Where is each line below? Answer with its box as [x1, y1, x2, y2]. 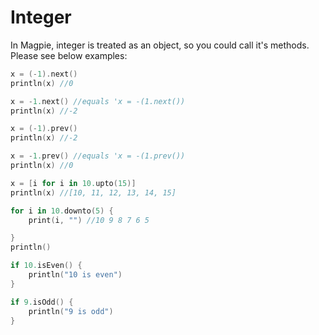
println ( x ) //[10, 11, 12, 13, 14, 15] [10, 187, 177, 198]
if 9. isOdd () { [10, 297, 74, 307]
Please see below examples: [10, 49, 128, 61]
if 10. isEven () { [10, 261, 83, 271]
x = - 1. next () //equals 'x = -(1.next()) [10, 96, 186, 106]
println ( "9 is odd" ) [28, 306, 114, 316]
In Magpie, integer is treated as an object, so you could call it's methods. [10, 39, 310, 51]
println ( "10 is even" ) [28, 270, 123, 280]
